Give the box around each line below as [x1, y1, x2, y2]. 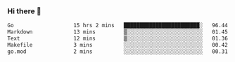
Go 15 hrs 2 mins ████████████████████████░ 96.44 [7, 22, 229, 29]
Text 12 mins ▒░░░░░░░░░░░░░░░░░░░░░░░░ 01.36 [7, 35, 229, 42]
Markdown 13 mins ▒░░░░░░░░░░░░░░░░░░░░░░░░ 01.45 [7, 29, 229, 36]
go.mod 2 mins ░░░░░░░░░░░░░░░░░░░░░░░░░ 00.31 [7, 48, 229, 55]
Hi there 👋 [7, 6, 42, 16]
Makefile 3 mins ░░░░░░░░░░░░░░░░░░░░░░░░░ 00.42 [7, 41, 229, 48]
